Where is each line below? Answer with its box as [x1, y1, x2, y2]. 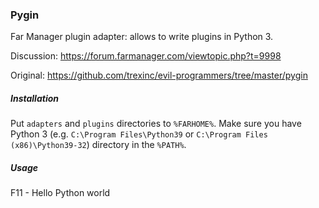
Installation [10, 92, 59, 104]
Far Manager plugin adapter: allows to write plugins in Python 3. [10, 31, 274, 43]
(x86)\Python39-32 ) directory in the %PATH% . [10, 139, 187, 151]
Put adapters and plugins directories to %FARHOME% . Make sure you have [10, 118, 302, 130]
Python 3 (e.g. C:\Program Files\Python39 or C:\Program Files [10, 128, 268, 140]
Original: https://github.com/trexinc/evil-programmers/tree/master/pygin [10, 69, 308, 82]
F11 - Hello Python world [10, 187, 111, 199]
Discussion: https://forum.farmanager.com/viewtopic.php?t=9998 [10, 50, 282, 62]
